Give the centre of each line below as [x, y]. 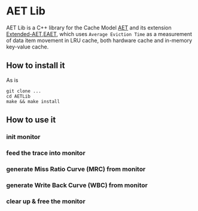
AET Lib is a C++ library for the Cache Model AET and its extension [89, 28]
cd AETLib [19, 96]
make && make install [33, 101]
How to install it [36, 66]
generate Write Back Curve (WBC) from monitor [77, 185]
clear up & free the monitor [46, 201]
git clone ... [24, 91]
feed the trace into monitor [46, 153]
